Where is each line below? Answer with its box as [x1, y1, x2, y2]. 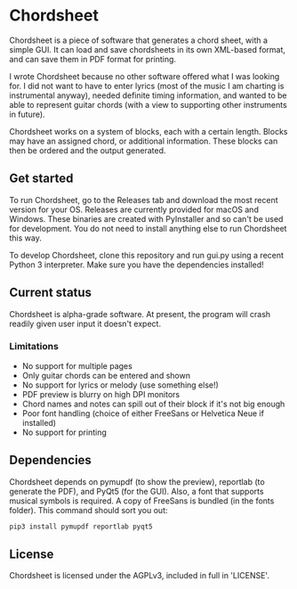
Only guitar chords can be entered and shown [21, 370, 191, 380]
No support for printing [21, 427, 107, 438]
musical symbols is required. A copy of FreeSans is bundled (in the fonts [9, 495, 275, 506]
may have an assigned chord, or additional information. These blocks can [9, 135, 278, 146]
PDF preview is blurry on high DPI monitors [21, 389, 181, 399]
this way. [9, 233, 42, 243]
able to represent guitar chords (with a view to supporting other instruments [9, 99, 287, 110]
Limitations [9, 340, 60, 353]
